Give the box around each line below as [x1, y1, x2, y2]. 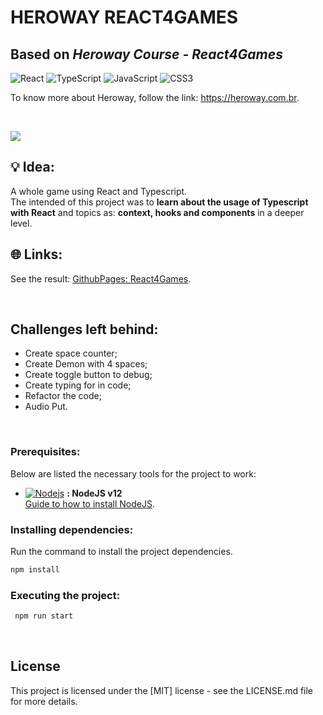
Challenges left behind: [10, 321, 159, 338]
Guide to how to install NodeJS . [24, 497, 155, 510]
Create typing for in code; [24, 379, 132, 391]
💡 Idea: [10, 159, 55, 176]
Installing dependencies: [10, 522, 134, 536]
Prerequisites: [10, 445, 81, 459]
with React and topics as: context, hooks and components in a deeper [10, 206, 305, 218]
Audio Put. [24, 401, 68, 413]
